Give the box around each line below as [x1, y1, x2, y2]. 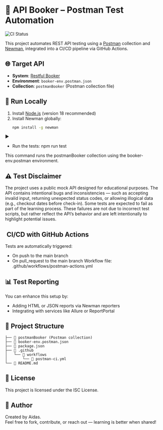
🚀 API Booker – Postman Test [5, 4, 124, 16]
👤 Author [5, 401, 33, 409]
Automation [5, 15, 54, 26]
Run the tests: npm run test [12, 143, 67, 149]
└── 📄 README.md [5, 361, 38, 365]
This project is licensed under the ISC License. [5, 387, 99, 393]
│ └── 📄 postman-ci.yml [5, 356, 67, 361]
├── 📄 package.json [5, 344, 45, 348]
